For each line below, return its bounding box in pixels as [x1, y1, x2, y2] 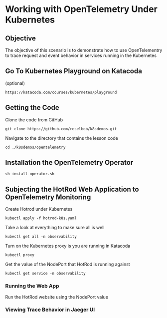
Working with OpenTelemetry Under [5, 3, 158, 15]
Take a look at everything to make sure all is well [5, 225, 105, 231]
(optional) [5, 80, 25, 86]
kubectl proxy [5, 253, 35, 258]
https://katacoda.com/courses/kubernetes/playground [5, 90, 117, 95]
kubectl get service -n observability [5, 271, 86, 276]
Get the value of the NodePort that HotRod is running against [5, 261, 131, 268]
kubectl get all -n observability [5, 234, 77, 239]
